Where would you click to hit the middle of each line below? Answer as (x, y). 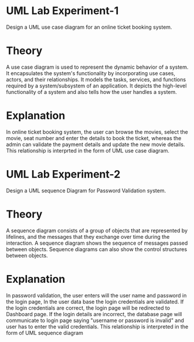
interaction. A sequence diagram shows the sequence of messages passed (97, 243)
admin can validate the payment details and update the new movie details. (96, 144)
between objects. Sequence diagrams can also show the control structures (97, 249)
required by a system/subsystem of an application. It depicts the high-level (96, 86)
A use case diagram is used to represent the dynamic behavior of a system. (97, 67)
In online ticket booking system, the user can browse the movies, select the (97, 132)
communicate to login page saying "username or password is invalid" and (95, 320)
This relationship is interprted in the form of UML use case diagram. (88, 150)
